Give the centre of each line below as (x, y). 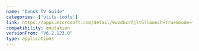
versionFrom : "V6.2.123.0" (39, 33)
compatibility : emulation (38, 28)
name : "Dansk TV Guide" (36, 11)
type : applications (30, 39)
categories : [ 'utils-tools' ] (42, 17)
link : (13, 22)
